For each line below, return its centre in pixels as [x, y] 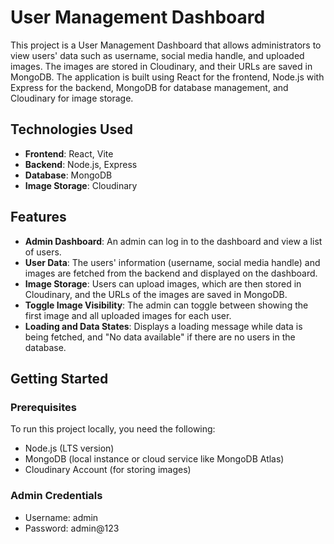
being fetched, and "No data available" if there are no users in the [160, 337]
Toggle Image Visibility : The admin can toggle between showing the [166, 305]
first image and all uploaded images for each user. [128, 315]
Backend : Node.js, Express [81, 164]
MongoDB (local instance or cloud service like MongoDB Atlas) [154, 459]
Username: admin [61, 517]
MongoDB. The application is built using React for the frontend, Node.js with [167, 77]
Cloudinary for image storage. [72, 98]
